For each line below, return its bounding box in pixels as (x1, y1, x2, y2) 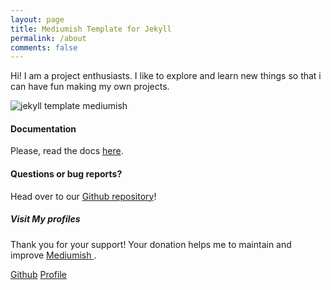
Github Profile (10, 268, 67, 280)
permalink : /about (10, 33, 87, 43)
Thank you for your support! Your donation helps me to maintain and (10, 238, 292, 250)
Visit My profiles (10, 213, 81, 225)
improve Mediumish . (10, 249, 97, 261)
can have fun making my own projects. (10, 81, 170, 93)
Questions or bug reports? (10, 168, 123, 180)
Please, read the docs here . (10, 145, 124, 157)
